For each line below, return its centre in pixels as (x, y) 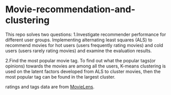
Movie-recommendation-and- (70, 9)
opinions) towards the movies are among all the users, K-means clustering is (86, 66)
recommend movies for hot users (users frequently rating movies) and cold (84, 45)
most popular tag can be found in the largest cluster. (60, 77)
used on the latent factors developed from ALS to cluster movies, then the (83, 71)
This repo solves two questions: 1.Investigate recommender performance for (86, 34)
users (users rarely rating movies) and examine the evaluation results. (79, 51)
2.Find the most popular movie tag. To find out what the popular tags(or (80, 60)
